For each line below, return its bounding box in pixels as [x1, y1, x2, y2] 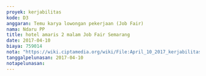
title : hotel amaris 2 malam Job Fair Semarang [6, 32, 131, 38]
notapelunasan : [6, 60, 45, 66]
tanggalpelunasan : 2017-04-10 [6, 55, 84, 61]
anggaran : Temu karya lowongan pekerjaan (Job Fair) [6, 20, 144, 26]
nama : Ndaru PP [6, 26, 45, 32]
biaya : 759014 [6, 44, 43, 50]
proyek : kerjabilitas [6, 9, 62, 15]
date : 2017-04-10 [6, 37, 51, 44]
